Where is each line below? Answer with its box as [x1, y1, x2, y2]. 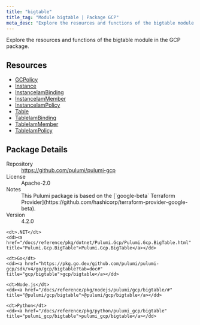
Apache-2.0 [21, 179, 51, 186]
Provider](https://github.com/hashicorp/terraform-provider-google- [21, 198, 188, 206]
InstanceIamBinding [14, 89, 64, 96]
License [6, 173, 26, 180]
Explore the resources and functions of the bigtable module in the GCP [6, 37, 181, 44]
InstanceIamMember [14, 95, 66, 103]
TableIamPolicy [14, 127, 53, 134]
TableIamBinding [14, 115, 57, 122]
